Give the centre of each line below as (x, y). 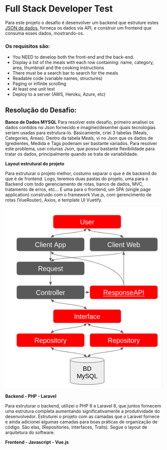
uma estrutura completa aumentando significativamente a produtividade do (83, 411)
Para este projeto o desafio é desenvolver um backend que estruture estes (82, 23)
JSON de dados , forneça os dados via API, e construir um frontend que (79, 28)
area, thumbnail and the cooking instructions (58, 68)
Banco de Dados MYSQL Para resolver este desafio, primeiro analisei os (80, 122)
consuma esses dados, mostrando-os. (45, 33)
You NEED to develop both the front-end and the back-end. (73, 57)
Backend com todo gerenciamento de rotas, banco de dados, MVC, (74, 184)
